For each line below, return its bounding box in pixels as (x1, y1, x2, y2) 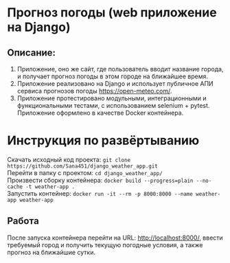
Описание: (7, 47, 56, 58)
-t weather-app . (25, 183, 76, 190)
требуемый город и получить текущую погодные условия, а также (7, 240, 204, 249)
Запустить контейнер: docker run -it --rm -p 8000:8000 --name (7, 189, 194, 197)
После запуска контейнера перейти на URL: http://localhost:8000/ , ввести (7, 233, 223, 242)
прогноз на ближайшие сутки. (7, 248, 96, 256)
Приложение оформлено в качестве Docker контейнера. (16, 108, 184, 117)
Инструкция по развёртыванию (7, 133, 200, 148)
